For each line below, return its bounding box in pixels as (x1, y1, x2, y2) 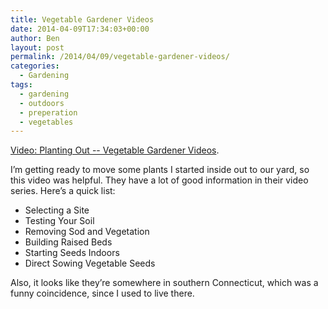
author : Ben (10, 33, 60, 43)
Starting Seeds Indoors (24, 247, 120, 259)
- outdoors (19, 98, 65, 108)
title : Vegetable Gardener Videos (10, 14, 155, 25)
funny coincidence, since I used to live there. (10, 287, 195, 300)
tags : (10, 80, 33, 90)
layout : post (10, 42, 65, 53)
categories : (10, 61, 60, 71)
